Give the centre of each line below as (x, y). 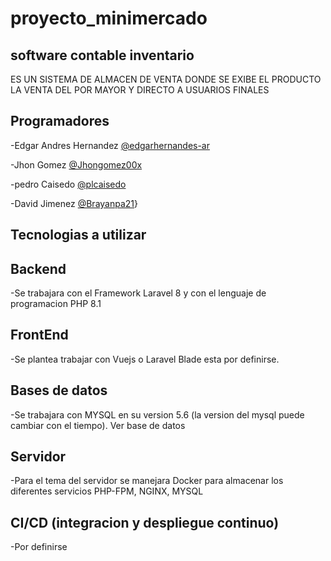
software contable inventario (102, 55)
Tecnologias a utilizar (78, 235)
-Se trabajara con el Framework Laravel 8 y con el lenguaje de (138, 293)
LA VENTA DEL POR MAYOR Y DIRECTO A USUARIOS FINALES (140, 90)
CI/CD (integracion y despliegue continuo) (145, 522)
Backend (38, 268)
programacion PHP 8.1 (56, 304)
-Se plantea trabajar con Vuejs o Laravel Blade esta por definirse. (145, 359)
